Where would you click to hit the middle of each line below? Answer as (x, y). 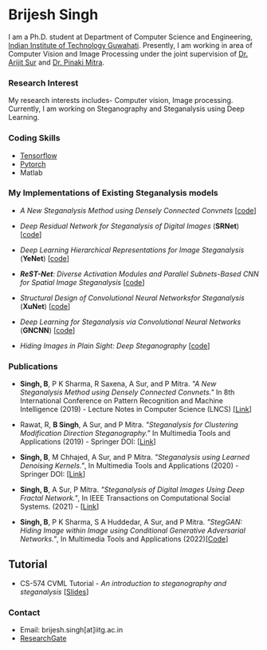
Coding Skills (34, 138)
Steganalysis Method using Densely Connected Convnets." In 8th (127, 392)
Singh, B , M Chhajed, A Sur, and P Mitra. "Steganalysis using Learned (134, 458)
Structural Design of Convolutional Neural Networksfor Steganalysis (132, 298)
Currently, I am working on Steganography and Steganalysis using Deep (127, 109)
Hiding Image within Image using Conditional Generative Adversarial (132, 531)
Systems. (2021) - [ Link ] (59, 507)
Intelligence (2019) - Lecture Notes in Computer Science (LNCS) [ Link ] (136, 410)
